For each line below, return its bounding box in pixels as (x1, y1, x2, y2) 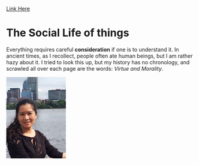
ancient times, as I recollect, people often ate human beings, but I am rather (6, 52, 193, 59)
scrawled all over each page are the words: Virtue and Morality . (6, 65, 164, 72)
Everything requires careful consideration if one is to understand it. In (6, 46, 179, 53)
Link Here (6, 5, 30, 12)
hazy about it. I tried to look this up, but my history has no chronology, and (6, 58, 190, 65)
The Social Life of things (6, 26, 129, 40)
